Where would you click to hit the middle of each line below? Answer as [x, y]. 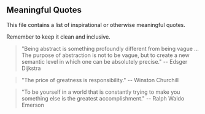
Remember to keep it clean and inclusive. [58, 37]
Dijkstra [31, 68]
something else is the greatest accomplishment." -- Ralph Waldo [103, 98]
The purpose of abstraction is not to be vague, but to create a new [105, 55]
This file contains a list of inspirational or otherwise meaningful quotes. [96, 25]
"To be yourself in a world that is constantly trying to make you [101, 92]
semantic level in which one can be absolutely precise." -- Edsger [104, 61]
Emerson [33, 105]
